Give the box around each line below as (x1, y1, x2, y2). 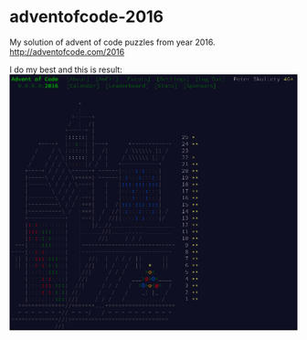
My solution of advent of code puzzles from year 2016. (9, 37, 216, 48)
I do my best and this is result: (9, 64, 123, 75)
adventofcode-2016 (9, 6, 164, 27)
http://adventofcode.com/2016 (9, 46, 125, 57)
